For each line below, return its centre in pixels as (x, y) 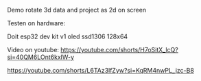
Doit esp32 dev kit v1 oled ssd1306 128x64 (68, 36)
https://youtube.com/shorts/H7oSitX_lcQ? (119, 50)
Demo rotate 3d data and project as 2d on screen (76, 10)
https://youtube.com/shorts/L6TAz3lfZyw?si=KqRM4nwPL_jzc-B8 (100, 70)
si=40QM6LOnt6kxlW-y (40, 57)
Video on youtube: (33, 50)
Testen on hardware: (36, 23)
